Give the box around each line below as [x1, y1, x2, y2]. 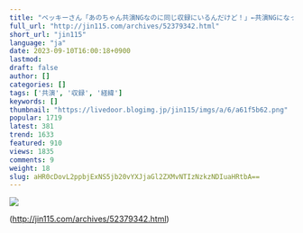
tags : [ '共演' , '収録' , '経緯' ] [9, 88, 124, 97]
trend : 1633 [9, 130, 54, 139]
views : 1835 [9, 147, 54, 156]
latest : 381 [9, 122, 54, 131]
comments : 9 [9, 155, 54, 165]
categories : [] [9, 80, 67, 89]
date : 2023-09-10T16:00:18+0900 [9, 47, 131, 56]
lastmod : [9, 55, 42, 64]
